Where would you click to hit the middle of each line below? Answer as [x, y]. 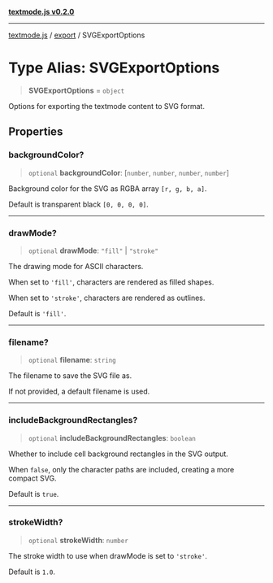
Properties [36, 132]
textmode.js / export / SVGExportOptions [77, 35]
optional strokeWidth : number [78, 540]
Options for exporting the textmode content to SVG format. [107, 106]
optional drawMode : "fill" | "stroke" [93, 250]
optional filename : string [72, 360]
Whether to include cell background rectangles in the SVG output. [119, 454]
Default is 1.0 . [32, 572]
